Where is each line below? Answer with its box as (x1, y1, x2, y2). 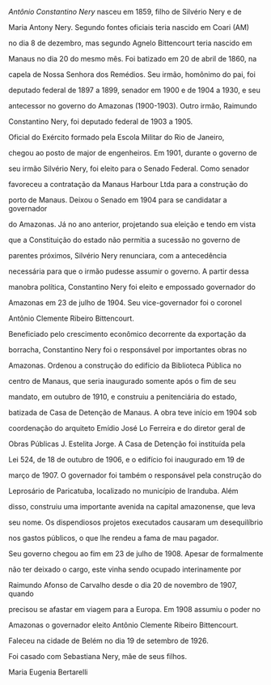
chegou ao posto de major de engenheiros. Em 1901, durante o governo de (8, 148, 257, 157)
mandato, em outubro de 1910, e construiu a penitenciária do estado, (8, 392, 237, 402)
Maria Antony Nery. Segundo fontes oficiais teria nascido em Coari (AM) (8, 23, 249, 32)
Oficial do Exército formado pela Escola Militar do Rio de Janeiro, (8, 133, 225, 142)
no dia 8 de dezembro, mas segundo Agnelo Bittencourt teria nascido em (8, 38, 252, 48)
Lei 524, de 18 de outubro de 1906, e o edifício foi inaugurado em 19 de (8, 455, 245, 464)
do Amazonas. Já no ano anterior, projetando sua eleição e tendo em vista (8, 219, 256, 229)
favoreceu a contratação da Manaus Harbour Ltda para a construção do (8, 180, 248, 189)
